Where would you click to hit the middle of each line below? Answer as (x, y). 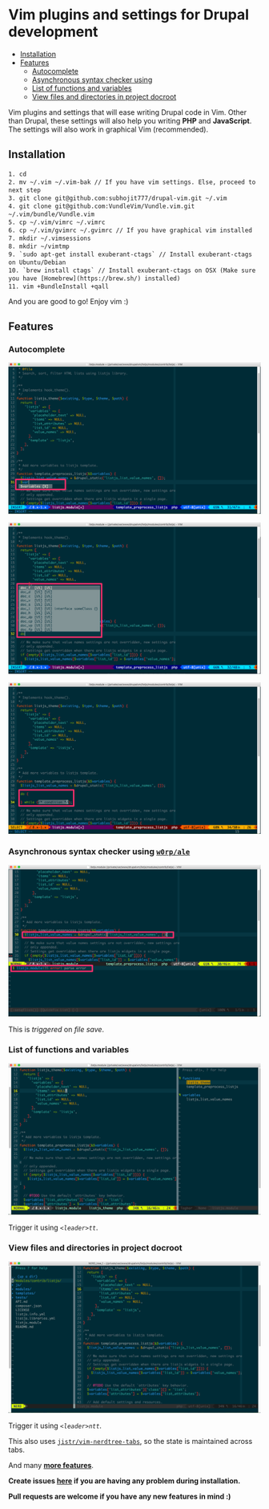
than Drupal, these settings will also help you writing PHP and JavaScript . (130, 120)
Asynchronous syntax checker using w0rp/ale (99, 852)
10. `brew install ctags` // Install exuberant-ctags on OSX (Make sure (132, 270)
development (53, 32)
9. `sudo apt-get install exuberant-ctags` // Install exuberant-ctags (130, 254)
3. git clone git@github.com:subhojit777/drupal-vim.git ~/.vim (118, 198)
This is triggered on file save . (56, 1029)
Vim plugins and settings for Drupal (129, 15)
